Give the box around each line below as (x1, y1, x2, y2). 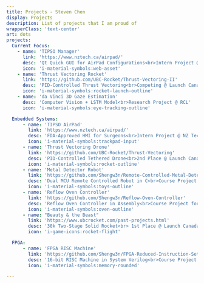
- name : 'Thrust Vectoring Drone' (22, 144, 110, 150)
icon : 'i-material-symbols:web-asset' (22, 65, 121, 72)
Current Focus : (12, 43, 50, 49)
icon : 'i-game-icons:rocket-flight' (28, 229, 121, 235)
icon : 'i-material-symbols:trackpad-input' (28, 138, 140, 145)
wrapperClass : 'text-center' (6, 26, 80, 32)
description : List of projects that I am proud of (6, 20, 137, 26)
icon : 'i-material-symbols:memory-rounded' (28, 262, 140, 268)
